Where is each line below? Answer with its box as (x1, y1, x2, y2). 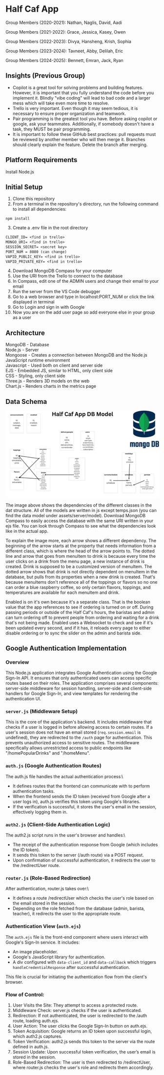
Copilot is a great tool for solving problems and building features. (12, 84, 143, 90)
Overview (5, 658, 29, 665)
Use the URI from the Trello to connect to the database (12, 273, 123, 279)
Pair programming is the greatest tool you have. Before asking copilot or (12, 116, 158, 122)
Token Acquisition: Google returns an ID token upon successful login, (12, 1028, 152, 1034)
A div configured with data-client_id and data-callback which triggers (12, 959, 157, 965)
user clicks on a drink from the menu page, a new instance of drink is (5, 558, 145, 564)
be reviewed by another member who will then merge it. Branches (12, 136, 145, 142)
